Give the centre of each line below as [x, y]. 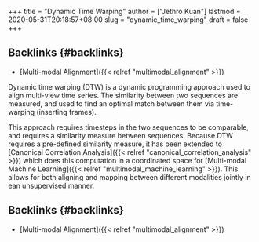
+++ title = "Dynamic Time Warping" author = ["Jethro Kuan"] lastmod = [124, 11]
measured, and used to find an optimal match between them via [111, 103]
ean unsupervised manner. [51, 185]
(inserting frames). [66, 112]
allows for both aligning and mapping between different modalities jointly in [129, 177]
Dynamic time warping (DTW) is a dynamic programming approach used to [129, 86]
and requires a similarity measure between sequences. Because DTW [121, 135]
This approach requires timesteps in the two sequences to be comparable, [129, 127]
